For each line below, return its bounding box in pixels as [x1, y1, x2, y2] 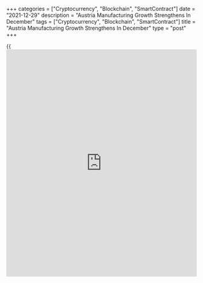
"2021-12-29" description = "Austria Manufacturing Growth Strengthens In [6, 12, 192, 19]
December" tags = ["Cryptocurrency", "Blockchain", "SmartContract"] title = [6, 18, 196, 25]
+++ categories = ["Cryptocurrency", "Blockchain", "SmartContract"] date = [6, 5, 196, 12]
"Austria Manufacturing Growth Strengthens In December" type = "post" [6, 24, 187, 32]
